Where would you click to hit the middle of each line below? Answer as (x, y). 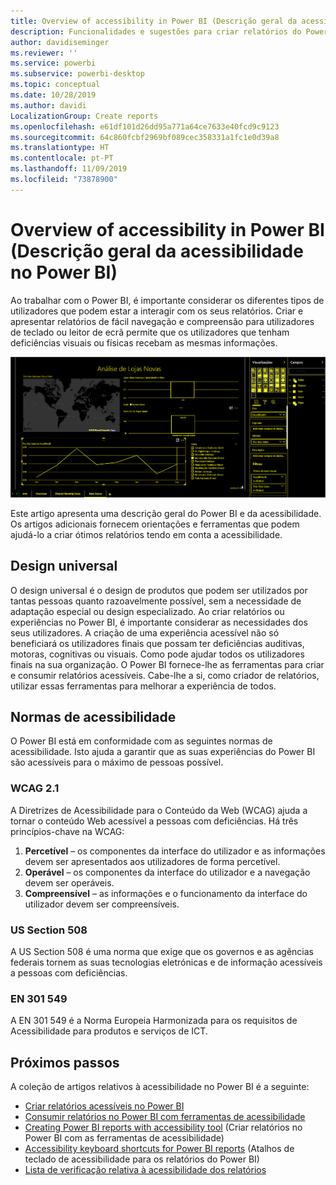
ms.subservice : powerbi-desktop (77, 74)
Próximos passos (65, 1062)
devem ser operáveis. (69, 882)
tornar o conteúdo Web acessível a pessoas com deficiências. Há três (154, 821)
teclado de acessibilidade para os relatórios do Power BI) (142, 1159)
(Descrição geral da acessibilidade (157, 251)
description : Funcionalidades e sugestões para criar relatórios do (156, 31)
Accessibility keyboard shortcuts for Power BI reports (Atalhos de (159, 1149)
